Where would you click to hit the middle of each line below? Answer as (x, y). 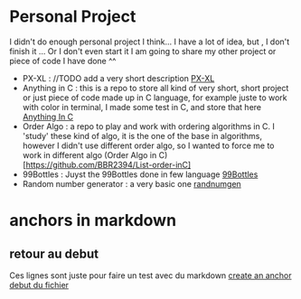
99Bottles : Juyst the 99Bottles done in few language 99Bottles (140, 174)
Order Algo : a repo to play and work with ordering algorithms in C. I (149, 126)
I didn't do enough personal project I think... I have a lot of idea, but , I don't (150, 42)
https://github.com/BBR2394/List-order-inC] (108, 164)
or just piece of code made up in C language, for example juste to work (155, 98)
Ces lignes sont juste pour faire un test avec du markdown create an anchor (150, 275)
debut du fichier (39, 285)
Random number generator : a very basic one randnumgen (132, 183)
